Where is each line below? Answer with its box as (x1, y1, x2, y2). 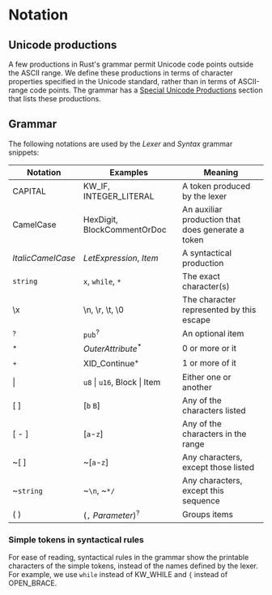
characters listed (181, 405, 246, 416)
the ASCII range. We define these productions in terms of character (8, 68, 233, 78)
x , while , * (83, 276, 121, 287)
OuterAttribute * (83, 342, 142, 354)
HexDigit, (83, 213, 119, 225)
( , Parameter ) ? (83, 508, 140, 521)
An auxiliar (181, 203, 223, 215)
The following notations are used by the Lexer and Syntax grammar (8, 139, 233, 148)
